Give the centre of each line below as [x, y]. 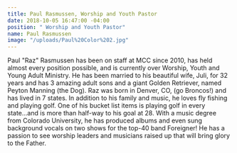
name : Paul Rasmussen [39, 34]
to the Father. [27, 143]
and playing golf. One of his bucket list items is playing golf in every [106, 106]
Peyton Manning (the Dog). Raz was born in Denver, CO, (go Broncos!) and [117, 91]
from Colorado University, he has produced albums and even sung [105, 120]
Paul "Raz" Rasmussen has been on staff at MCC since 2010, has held [110, 60]
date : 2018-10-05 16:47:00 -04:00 [59, 21]
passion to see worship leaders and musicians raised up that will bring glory [118, 136]
